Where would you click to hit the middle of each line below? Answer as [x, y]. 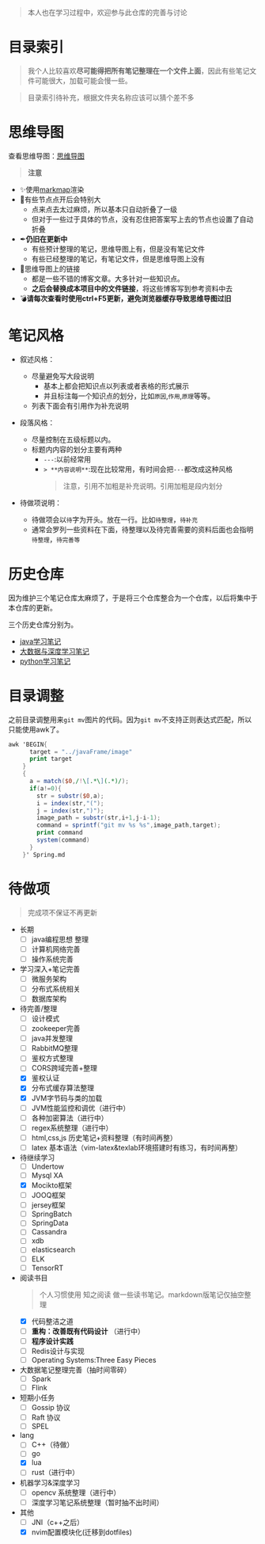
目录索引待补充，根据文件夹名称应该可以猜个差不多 [111, 97]
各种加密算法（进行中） [70, 1118]
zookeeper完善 [56, 1029]
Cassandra [49, 1232]
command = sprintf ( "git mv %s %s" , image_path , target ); [129, 825]
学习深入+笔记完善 [50, 968]
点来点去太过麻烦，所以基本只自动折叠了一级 [104, 209]
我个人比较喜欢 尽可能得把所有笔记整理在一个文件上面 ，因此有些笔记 [138, 70]
